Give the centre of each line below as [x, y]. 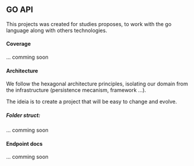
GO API [20, 10]
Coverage [18, 44]
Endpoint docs [24, 143]
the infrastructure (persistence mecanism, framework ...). [76, 90]
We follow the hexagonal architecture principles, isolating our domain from [97, 84]
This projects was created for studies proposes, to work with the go [89, 24]
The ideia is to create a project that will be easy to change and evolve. [92, 102]
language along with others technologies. [57, 30]
